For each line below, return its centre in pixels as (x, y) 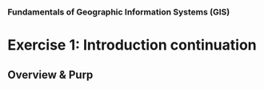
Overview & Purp (50, 75)
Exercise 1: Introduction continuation (132, 45)
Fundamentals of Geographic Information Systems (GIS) (119, 12)
